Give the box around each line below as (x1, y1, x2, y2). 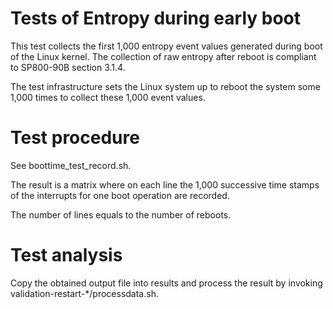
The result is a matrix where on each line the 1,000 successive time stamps (10, 178, 320, 191)
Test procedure (10, 127, 140, 149)
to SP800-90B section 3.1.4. (10, 61, 126, 73)
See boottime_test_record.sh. (10, 159, 132, 171)
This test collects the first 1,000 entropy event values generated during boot (10, 40, 323, 52)
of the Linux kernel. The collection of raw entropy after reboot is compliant (10, 50, 317, 62)
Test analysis (10, 244, 123, 267)
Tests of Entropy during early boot (10, 7, 301, 30)
